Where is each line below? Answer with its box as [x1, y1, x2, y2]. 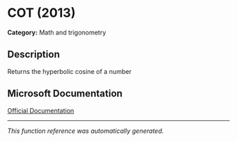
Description [7, 49, 60, 60]
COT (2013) [7, 5, 76, 21]
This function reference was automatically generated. [7, 127, 164, 135]
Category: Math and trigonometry [7, 28, 107, 37]
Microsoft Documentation [7, 88, 123, 100]
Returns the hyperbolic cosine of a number [7, 67, 132, 75]
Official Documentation [7, 106, 75, 115]
